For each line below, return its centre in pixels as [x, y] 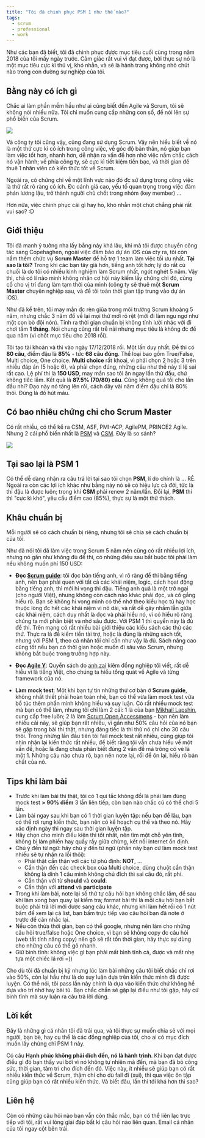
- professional [31, 29]
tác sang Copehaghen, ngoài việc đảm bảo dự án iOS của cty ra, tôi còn [97, 252]
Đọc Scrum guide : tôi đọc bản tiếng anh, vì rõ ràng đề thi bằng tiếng [101, 576]
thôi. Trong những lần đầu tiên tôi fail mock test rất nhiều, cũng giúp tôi [104, 736]
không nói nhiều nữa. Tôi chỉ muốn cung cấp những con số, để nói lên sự [98, 112]
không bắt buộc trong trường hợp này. [63, 654]
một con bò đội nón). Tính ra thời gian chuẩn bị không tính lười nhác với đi [99, 322]
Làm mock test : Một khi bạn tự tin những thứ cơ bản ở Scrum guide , [101, 690]
